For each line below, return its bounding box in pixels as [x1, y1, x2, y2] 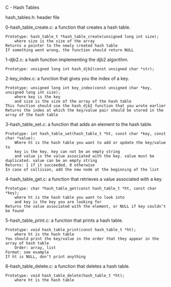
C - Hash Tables [5, 5, 39, 10]
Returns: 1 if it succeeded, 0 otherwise [5, 162, 95, 168]
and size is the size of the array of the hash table [14, 99, 132, 104]
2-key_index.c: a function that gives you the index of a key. [5, 75, 130, 81]
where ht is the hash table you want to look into [14, 195, 125, 200]
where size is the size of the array [14, 38, 95, 44]
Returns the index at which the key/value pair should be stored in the [5, 108, 164, 113]
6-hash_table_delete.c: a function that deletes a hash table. [5, 263, 130, 269]
